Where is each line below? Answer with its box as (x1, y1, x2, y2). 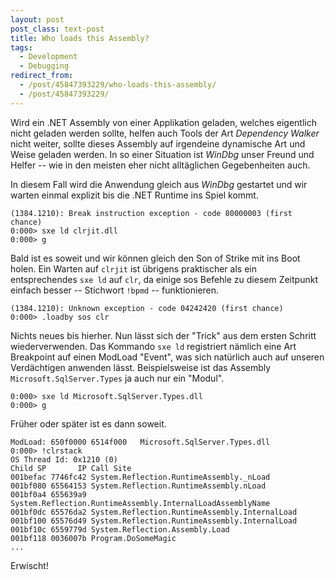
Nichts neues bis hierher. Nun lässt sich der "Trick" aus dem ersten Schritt (10, 329, 317, 341)
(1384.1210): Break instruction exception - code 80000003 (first (10, 208, 293, 218)
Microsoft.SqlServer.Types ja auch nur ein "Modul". (10, 372, 225, 384)
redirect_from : (10, 71, 74, 81)
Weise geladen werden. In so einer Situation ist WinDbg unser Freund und (10, 148, 315, 160)
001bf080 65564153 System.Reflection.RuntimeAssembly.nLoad (10, 481, 267, 491)
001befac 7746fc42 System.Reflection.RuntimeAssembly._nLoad (10, 472, 271, 482)
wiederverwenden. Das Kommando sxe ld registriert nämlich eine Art (10, 340, 297, 352)
